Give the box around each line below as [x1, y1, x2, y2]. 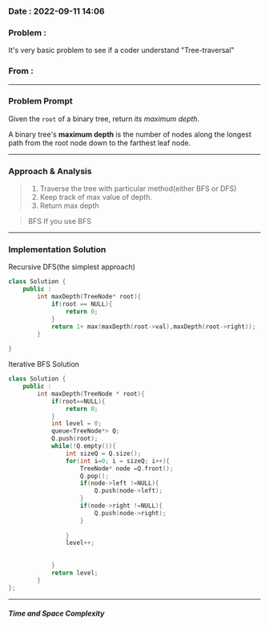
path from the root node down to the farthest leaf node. [8, 138, 191, 148]
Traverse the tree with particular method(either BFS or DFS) [39, 184, 237, 193]
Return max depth [39, 201, 99, 210]
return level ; [50, 568, 98, 577]
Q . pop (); [79, 472, 110, 480]
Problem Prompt [8, 96, 74, 107]
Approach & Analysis [8, 165, 92, 177]
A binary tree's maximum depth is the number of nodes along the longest [8, 129, 252, 139]
